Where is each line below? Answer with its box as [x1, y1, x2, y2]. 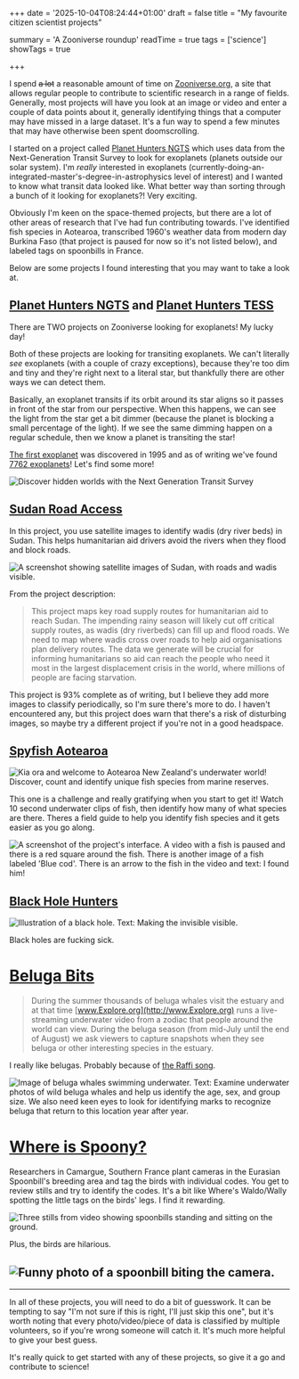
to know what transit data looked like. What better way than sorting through [9, 181, 286, 191]
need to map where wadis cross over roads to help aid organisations [30, 634, 283, 644]
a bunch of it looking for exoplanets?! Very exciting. [9, 191, 198, 201]
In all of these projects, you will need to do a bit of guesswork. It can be [9, 1296, 271, 1307]
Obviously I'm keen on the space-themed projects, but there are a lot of [9, 208, 272, 218]
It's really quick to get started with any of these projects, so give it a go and [9, 1351, 286, 1362]
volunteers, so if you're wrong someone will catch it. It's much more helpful [9, 1325, 286, 1335]
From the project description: [9, 588, 116, 599]
